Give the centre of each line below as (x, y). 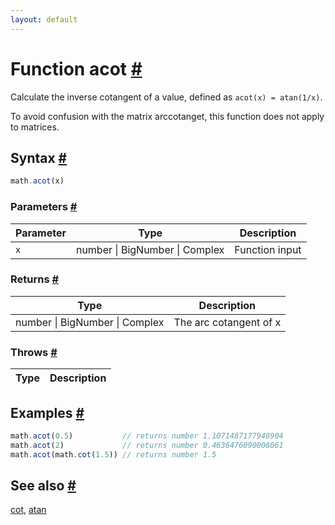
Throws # (34, 352)
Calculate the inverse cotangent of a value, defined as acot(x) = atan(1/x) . (166, 97)
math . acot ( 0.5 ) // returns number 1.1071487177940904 (147, 436)
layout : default (44, 19)
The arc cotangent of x (227, 322)
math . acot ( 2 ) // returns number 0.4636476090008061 (147, 445)
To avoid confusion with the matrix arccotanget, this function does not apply (167, 116)
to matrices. (35, 127)
